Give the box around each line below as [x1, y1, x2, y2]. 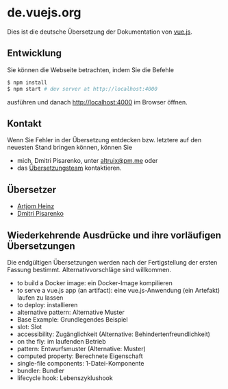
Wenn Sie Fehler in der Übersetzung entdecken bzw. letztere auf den [7, 136, 202, 144]
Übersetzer [7, 184, 57, 195]
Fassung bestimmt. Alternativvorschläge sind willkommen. [7, 265, 171, 274]
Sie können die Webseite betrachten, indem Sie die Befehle [7, 65, 175, 74]
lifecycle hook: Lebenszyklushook [16, 373, 113, 382]
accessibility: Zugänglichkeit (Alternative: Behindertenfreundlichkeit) [16, 330, 211, 338]
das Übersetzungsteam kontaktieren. [16, 164, 122, 173]
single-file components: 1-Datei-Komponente [16, 359, 144, 367]
